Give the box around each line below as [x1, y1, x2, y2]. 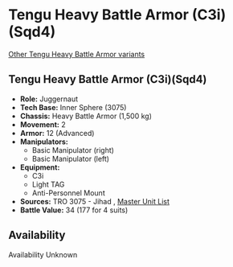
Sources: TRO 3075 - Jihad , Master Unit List [19, 196, 170, 206]
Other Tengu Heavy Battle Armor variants [8, 49, 145, 59]
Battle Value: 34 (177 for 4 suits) [19, 205, 129, 215]
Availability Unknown [8, 249, 78, 259]
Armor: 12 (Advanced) [19, 128, 95, 138]
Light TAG [31, 179, 65, 189]
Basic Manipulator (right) [31, 145, 115, 154]
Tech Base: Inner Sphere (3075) [19, 102, 127, 112]
